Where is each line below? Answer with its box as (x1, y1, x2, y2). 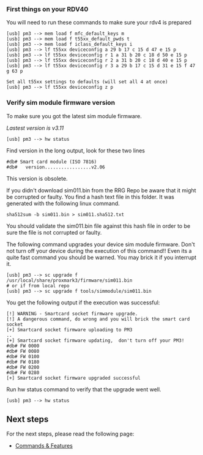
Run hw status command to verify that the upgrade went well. (6, 385, 161, 393)
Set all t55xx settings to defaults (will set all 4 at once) (6, 79, 168, 85)
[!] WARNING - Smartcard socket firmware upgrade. (6, 310, 138, 317)
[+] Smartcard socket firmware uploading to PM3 (6, 326, 133, 333)
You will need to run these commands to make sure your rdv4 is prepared (6, 19, 191, 26)
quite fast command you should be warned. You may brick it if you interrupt (6, 254, 197, 261)
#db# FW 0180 (6, 359, 40, 365)
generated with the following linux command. (6, 200, 120, 207)
